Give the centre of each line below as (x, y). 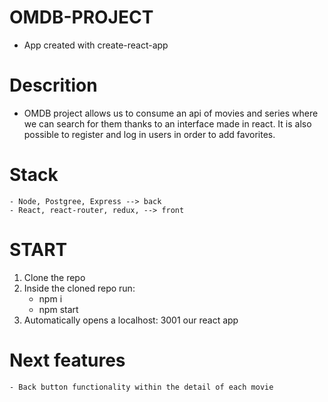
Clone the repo (54, 277)
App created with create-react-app (96, 45)
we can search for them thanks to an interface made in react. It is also (167, 123)
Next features (67, 360)
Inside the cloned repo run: (79, 288)
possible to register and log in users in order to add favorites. (149, 134)
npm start (58, 309)
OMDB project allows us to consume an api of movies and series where (171, 113)
